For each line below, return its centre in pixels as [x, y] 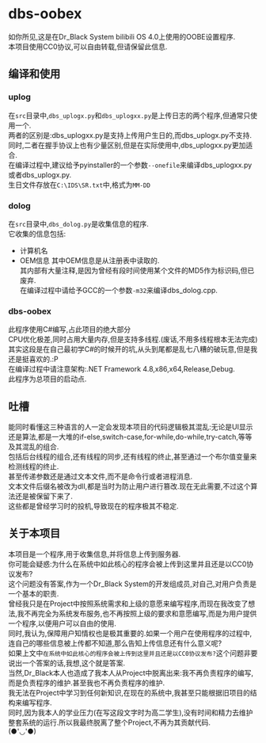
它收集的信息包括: [37, 234]
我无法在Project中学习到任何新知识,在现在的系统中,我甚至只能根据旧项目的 [129, 692]
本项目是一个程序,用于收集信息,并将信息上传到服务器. [95, 554]
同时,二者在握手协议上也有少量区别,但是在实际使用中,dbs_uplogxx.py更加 [127, 145]
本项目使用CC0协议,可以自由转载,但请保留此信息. [88, 46]
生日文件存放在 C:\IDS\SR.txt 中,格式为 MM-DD [79, 185]
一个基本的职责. [34, 593]
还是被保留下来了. [44, 497]
